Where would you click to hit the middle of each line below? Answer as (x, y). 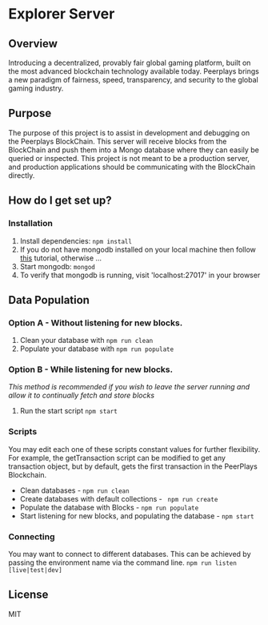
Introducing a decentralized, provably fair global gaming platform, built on (130, 62)
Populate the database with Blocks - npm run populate (109, 507)
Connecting (32, 536)
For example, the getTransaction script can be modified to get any (117, 458)
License (28, 595)
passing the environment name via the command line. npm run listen (123, 562)
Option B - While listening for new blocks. (91, 369)
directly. (22, 175)
